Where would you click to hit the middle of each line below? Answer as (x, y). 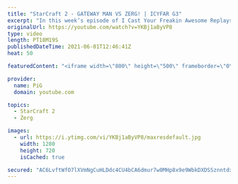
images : (19, 131)
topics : (19, 105)
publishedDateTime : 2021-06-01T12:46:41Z (69, 47)
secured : (20, 170)
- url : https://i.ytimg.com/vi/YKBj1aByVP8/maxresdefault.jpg (107, 137)
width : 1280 (38, 144)
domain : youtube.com (44, 92)
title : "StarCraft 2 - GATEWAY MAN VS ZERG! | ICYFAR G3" (95, 14)
